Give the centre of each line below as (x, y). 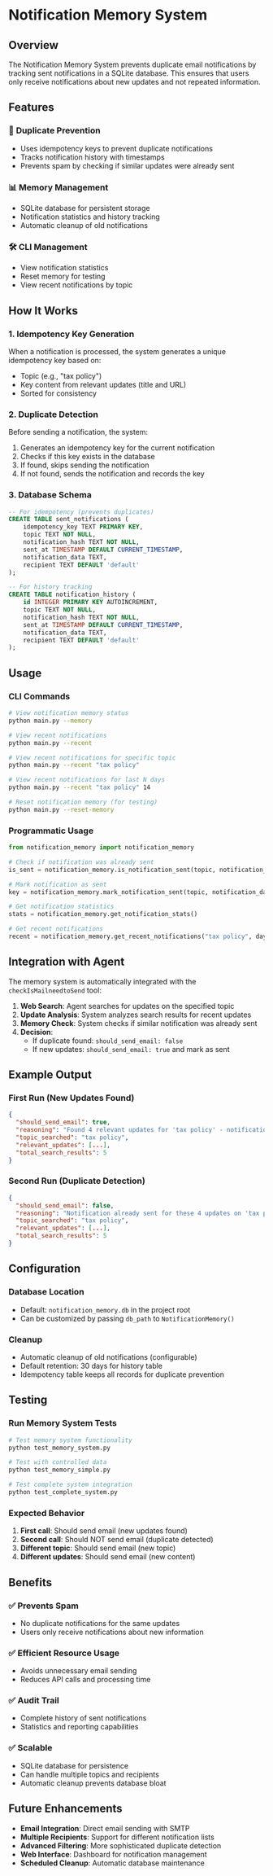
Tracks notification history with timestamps (92, 157)
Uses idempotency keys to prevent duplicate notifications (117, 148)
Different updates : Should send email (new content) (108, 1557)
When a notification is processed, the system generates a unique (117, 351)
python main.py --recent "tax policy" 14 (80, 787)
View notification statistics (64, 268)
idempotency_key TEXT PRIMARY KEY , (83, 527)
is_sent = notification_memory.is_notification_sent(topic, (113, 870)
